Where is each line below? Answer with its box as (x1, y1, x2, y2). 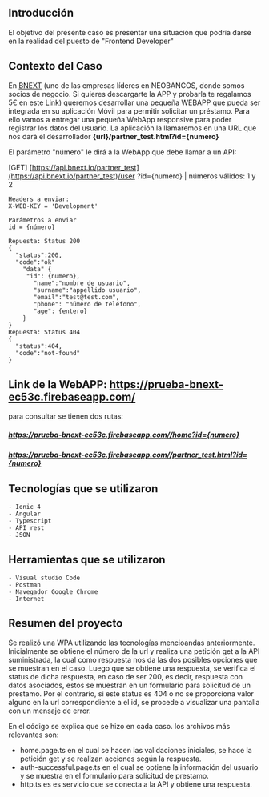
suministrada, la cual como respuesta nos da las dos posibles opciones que (8, 655, 258, 664)
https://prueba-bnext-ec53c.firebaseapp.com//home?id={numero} (8, 430, 240, 439)
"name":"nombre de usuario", (33, 279, 130, 287)
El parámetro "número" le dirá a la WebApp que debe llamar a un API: (8, 147, 237, 157)
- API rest (8, 524, 45, 532)
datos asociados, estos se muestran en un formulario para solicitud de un (8, 680, 251, 690)
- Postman (8, 581, 42, 589)
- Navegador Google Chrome (8, 588, 98, 596)
